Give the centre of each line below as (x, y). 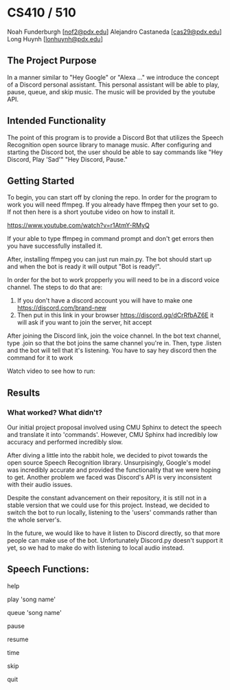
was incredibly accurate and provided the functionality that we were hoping (114, 470)
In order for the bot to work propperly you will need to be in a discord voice (113, 280)
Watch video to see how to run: (51, 371)
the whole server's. (34, 520)
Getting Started (41, 181)
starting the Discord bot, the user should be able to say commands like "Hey (115, 152)
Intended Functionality (57, 121)
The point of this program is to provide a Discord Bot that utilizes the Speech (115, 137)
